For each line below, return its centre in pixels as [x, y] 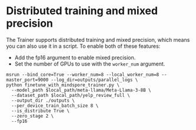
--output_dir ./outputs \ [43, 100]
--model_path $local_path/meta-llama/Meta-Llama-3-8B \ [81, 90]
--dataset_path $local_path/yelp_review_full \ [71, 95]
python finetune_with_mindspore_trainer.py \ [63, 85]
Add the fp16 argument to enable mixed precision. [75, 57]
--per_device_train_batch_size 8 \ [55, 105]
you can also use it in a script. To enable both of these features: [83, 46]
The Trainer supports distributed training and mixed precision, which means [98, 40]
